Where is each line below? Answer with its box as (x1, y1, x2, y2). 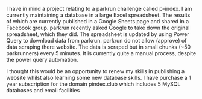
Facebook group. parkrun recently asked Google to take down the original (6, 24, 190, 31)
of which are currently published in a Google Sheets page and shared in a (6, 18, 189, 25)
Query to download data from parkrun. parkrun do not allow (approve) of (6, 37, 187, 44)
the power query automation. (6, 56, 78, 63)
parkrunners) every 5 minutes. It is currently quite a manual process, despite (6, 50, 197, 56)
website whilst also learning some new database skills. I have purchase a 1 (6, 74, 191, 81)
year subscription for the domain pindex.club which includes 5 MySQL (6, 80, 181, 88)
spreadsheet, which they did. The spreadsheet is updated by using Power (6, 31, 190, 38)
